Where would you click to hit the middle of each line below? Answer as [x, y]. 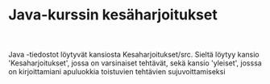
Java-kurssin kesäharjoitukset [113, 15]
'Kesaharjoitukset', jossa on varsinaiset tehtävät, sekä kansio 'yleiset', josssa [135, 63]
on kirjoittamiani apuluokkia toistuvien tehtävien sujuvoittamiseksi [117, 71]
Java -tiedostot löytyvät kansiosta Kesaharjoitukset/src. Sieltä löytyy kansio [134, 54]
